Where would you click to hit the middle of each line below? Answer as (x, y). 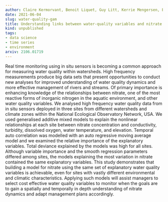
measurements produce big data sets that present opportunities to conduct (83, 77)
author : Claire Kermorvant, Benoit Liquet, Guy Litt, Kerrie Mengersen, (82, 10)
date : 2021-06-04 (23, 15)
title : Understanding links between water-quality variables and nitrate (84, 24)
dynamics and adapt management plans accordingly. (60, 194)
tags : (11, 33)
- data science (21, 38)
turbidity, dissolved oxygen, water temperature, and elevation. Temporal (79, 130)
